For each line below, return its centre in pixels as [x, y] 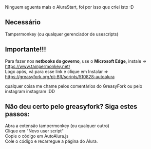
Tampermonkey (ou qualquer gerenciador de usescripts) [62, 34]
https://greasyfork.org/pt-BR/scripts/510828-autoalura [60, 76]
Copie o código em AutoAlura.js [37, 136]
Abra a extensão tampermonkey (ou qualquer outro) [57, 126]
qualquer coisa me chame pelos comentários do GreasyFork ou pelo [74, 86]
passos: [18, 114]
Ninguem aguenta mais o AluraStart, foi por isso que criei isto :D [69, 7]
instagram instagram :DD [30, 91]
